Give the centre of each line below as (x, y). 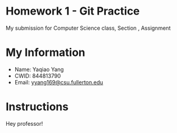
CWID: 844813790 (38, 76)
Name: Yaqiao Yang (39, 69)
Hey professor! (24, 123)
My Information (46, 53)
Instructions (37, 107)
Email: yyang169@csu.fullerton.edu (59, 82)
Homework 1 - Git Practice (73, 11)
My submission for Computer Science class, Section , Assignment (88, 28)
